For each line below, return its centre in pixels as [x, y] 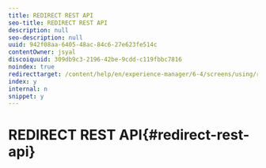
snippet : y [26, 96]
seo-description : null [46, 37]
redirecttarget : [35, 74]
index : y [23, 81]
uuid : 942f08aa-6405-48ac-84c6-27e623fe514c [83, 45]
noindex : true [32, 67]
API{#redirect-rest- [184, 135]
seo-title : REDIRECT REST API [58, 23]
